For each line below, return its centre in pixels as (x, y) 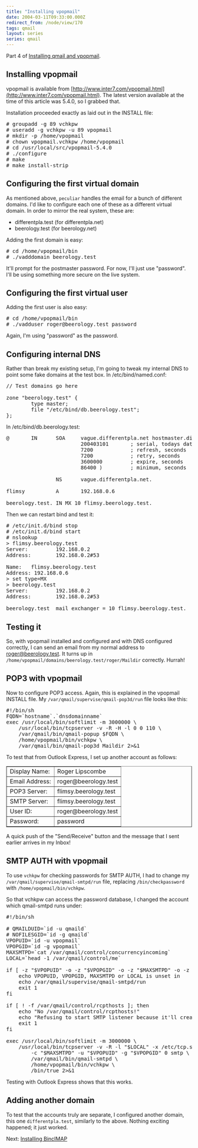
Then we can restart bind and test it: (50, 514)
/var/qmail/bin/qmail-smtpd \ (75, 1058)
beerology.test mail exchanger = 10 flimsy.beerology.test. (96, 609)
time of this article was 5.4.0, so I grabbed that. (63, 101)
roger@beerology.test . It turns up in (49, 654)
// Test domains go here (42, 386)
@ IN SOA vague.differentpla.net (77, 438)
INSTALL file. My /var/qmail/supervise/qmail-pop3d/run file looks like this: (97, 699)
